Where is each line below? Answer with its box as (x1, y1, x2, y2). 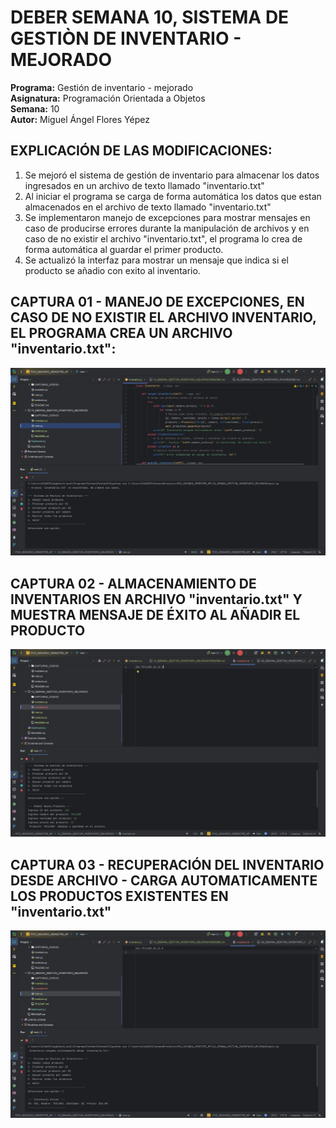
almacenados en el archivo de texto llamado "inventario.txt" (24, 201, 272, 213)
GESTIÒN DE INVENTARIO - (10, 27, 242, 50)
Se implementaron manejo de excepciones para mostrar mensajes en (24, 211, 311, 223)
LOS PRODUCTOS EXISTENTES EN (10, 887, 229, 905)
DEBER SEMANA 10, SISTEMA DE (10, 6, 290, 29)
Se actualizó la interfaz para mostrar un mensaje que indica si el (24, 254, 289, 266)
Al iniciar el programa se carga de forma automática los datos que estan (24, 190, 322, 202)
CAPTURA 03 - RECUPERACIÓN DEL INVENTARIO (10, 856, 325, 873)
